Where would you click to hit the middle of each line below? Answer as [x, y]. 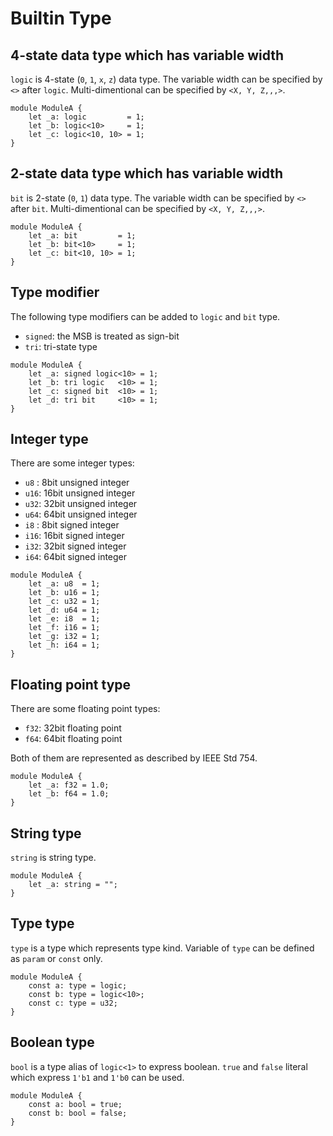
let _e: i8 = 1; [64, 619]
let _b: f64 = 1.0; [69, 794]
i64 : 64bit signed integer [76, 557]
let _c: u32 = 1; [64, 602]
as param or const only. [56, 958]
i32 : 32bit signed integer [75, 546]
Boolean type [52, 1042]
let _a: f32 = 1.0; [69, 785]
